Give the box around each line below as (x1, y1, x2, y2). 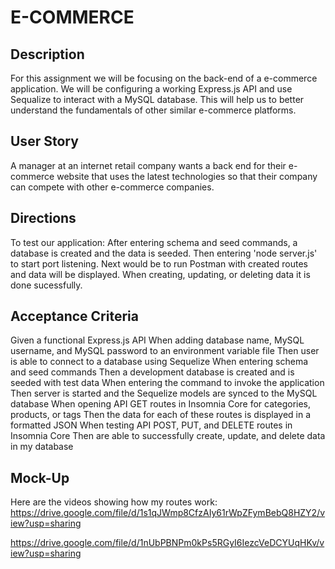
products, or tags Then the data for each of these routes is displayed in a (10, 409, 312, 421)
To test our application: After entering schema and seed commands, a (10, 236, 298, 248)
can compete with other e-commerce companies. (10, 181, 215, 193)
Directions (10, 210, 77, 227)
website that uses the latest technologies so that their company (56, 170, 318, 182)
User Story (10, 133, 79, 150)
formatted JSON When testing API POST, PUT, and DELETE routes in (10, 419, 293, 431)
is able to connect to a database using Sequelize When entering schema (10, 356, 309, 368)
